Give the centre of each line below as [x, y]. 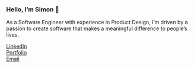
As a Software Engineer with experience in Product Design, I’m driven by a [97, 22]
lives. [12, 35]
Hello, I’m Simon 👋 [33, 9]
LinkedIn [17, 46]
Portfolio [17, 53]
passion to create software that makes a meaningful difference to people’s [97, 28]
